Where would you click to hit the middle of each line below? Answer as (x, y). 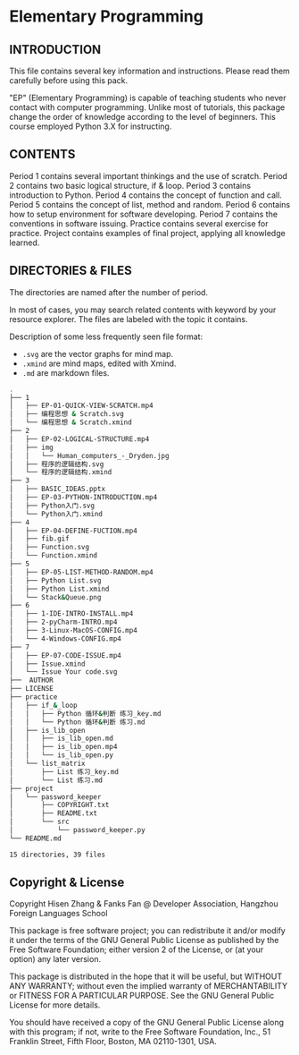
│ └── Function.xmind (54, 556)
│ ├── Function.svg (50, 548)
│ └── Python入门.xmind (56, 514)
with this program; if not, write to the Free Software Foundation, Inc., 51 (140, 1032)
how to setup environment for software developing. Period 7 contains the (144, 214)
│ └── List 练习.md (56, 780)
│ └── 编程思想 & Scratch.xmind (71, 422)
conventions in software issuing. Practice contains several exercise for (139, 223)
